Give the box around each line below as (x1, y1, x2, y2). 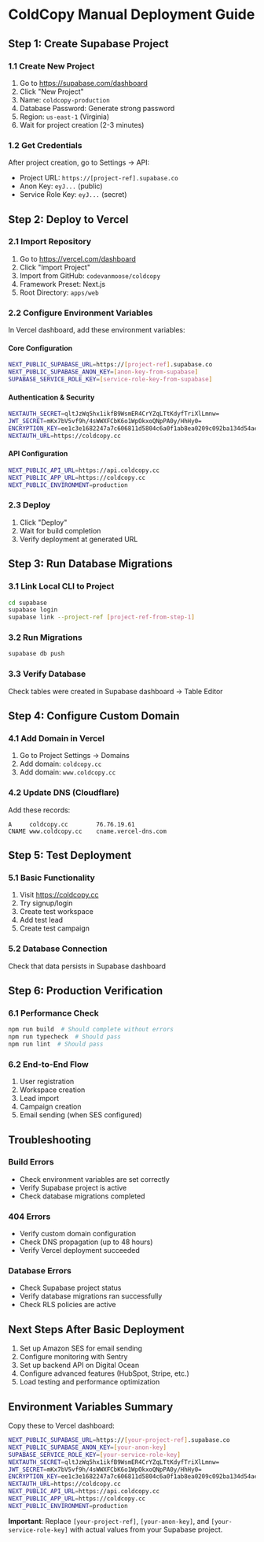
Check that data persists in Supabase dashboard (8, 961, 167, 971)
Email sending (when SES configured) (19, 1110, 143, 1120)
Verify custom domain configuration (19, 1229, 136, 1239)
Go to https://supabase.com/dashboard (19, 78, 148, 87)
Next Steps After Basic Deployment (8, 1322, 185, 1336)
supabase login (8, 606, 58, 614)
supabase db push (8, 650, 65, 658)
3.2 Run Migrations (8, 632, 82, 643)
